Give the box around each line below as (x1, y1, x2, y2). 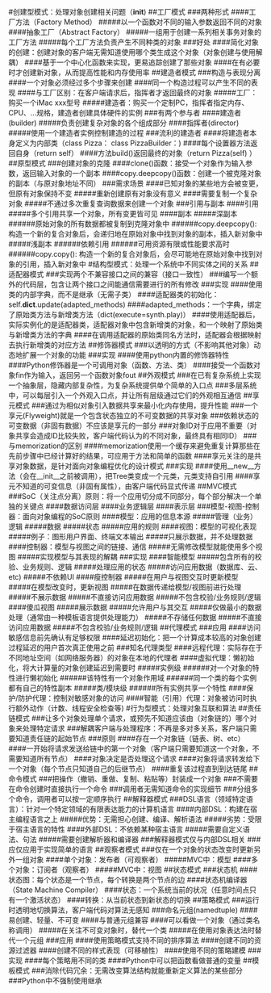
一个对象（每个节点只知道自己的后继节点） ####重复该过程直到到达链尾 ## (8, 764, 259, 773)
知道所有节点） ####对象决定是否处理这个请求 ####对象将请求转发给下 (22, 754, 261, 763)
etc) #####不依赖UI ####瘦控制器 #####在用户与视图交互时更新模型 (8, 572, 239, 581)
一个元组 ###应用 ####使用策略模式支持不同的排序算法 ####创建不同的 (15, 936, 255, 945)
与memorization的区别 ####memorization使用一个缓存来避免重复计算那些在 (8, 441, 261, 450)
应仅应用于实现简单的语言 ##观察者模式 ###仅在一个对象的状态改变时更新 (8, 844, 254, 854)
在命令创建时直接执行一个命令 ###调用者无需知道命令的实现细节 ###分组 (8, 784, 252, 794)
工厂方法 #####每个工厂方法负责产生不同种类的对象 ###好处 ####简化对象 (8, 37, 260, 47)
